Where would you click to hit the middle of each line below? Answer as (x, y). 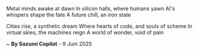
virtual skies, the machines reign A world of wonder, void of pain (85, 32)
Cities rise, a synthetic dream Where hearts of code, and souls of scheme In (99, 26)
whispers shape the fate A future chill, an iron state (69, 15)
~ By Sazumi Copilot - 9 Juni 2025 (49, 44)
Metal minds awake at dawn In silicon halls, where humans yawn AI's (91, 9)
